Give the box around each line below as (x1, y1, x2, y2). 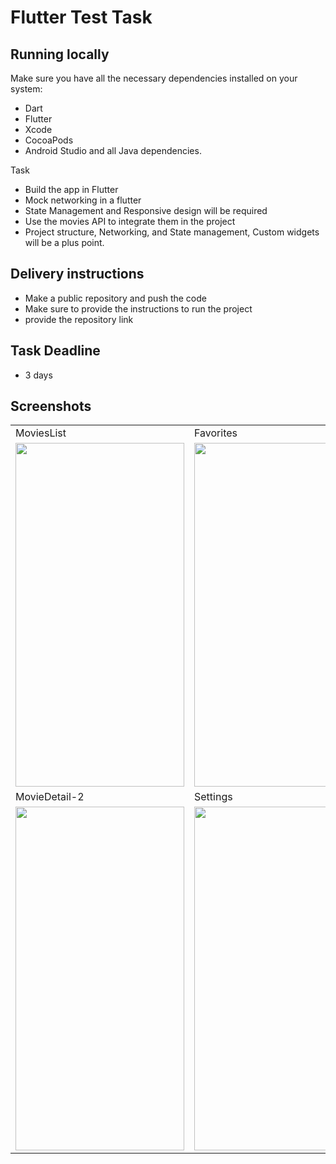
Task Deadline (10, 342, 101, 360)
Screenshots (10, 398, 92, 415)
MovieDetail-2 (15, 790, 85, 804)
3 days (24, 369, 53, 381)
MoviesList (15, 426, 67, 440)
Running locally (10, 46, 110, 63)
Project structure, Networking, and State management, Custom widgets (24, 226, 320, 238)
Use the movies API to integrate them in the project (24, 216, 236, 227)
